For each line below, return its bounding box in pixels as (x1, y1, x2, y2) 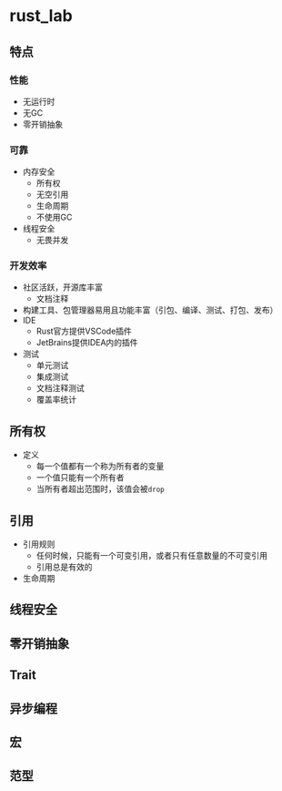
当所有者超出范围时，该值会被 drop (35, 484, 166, 495)
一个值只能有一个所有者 (35, 472, 125, 483)
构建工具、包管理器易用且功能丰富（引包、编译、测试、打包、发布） (22, 304, 278, 315)
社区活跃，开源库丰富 (22, 282, 103, 293)
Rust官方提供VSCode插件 (35, 325, 132, 337)
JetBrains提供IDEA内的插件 (35, 337, 138, 348)
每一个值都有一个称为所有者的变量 (35, 461, 165, 472)
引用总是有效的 (35, 561, 93, 572)
